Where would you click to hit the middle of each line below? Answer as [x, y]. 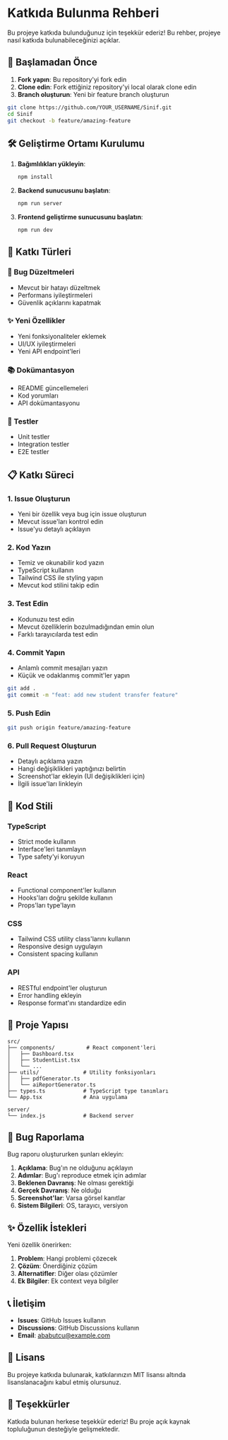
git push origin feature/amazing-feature [69, 728]
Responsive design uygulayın [60, 946]
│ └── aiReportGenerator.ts [52, 1085]
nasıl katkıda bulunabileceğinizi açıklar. [64, 40]
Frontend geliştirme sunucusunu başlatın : [80, 216]
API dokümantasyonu [48, 403]
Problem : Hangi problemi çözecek [67, 1259]
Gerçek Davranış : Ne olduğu [59, 1190]
